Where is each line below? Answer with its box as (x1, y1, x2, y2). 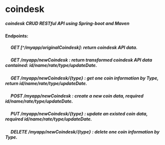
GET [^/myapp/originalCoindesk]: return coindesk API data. (10, 44, 138, 50)
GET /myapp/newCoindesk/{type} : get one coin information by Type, (10, 75, 159, 81)
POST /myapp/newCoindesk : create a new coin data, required (10, 92, 144, 98)
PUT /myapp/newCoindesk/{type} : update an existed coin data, (10, 111, 148, 117)
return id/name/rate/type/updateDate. (5, 80, 87, 86)
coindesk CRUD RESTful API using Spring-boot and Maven (5, 20, 130, 26)
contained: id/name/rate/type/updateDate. (5, 62, 97, 68)
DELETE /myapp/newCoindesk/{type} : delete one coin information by (10, 128, 160, 134)
